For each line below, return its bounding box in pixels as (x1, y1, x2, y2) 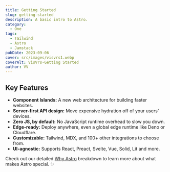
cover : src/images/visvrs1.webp (5, 55, 74, 60)
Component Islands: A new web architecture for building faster (12, 96, 147, 103)
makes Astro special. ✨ (5, 161, 55, 167)
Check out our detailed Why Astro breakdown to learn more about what (5, 155, 156, 161)
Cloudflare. (12, 129, 37, 135)
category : (5, 21, 27, 27)
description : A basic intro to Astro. (5, 17, 88, 22)
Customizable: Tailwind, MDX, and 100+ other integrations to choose (12, 135, 159, 141)
